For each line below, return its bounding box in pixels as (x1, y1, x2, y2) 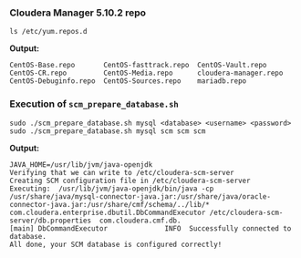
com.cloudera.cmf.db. (99, 216, 182, 225)
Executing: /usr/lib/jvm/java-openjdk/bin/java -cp (9, 184, 214, 193)
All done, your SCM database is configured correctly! (9, 240, 223, 249)
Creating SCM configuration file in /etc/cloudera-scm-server (9, 176, 251, 185)
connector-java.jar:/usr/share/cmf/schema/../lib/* (9, 200, 210, 209)
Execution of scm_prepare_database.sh (9, 98, 180, 110)
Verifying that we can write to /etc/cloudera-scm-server (9, 168, 234, 177)
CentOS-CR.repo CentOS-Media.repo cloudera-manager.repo (9, 68, 284, 78)
